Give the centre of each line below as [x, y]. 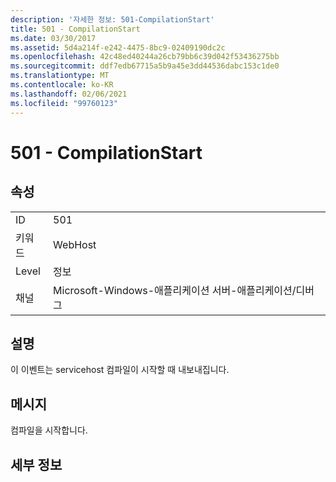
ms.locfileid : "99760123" [64, 103]
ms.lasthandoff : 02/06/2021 [69, 94]
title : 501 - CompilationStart [75, 29]
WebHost [75, 244]
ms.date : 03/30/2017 [53, 38]
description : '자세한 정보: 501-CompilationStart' [112, 19]
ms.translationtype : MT [60, 76]
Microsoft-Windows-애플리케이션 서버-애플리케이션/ [175, 290]
